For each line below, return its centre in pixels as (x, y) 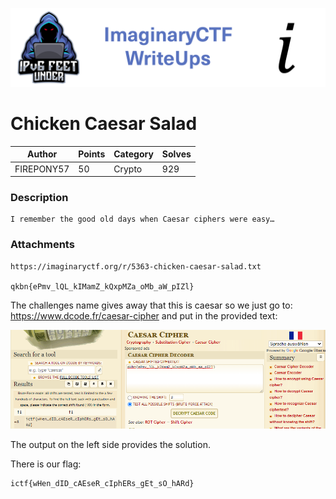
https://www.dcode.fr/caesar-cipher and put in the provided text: (144, 315)
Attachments (42, 245)
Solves (176, 154)
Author (42, 154)
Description (39, 198)
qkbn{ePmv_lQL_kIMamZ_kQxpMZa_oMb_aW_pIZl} (102, 286)
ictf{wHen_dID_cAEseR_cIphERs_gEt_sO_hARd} (102, 483)
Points (92, 154)
